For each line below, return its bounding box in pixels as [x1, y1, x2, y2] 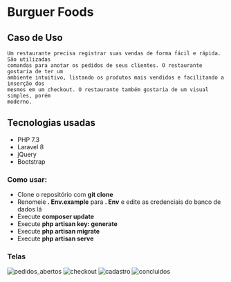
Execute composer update [17, 212, 95, 221]
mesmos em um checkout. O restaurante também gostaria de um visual [7, 86, 209, 93]
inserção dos [7, 80, 45, 87]
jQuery [17, 150, 37, 158]
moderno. [7, 98, 33, 105]
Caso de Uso [7, 32, 64, 44]
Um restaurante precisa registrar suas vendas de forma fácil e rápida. [7, 50, 221, 57]
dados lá [17, 205, 42, 214]
